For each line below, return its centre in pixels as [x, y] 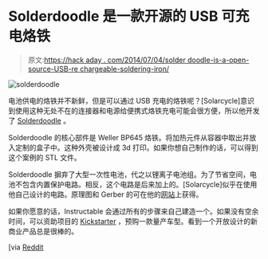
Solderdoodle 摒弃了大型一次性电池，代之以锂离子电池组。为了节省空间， [129, 174]
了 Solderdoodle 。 [39, 120]
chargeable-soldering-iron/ [124, 69]
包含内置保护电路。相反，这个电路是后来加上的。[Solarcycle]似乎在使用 [140, 184]
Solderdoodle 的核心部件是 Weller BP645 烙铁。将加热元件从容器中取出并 [129, 137]
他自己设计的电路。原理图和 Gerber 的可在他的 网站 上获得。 [106, 194]
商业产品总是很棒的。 [43, 231]
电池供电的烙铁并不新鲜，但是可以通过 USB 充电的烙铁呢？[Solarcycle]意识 [132, 100]
